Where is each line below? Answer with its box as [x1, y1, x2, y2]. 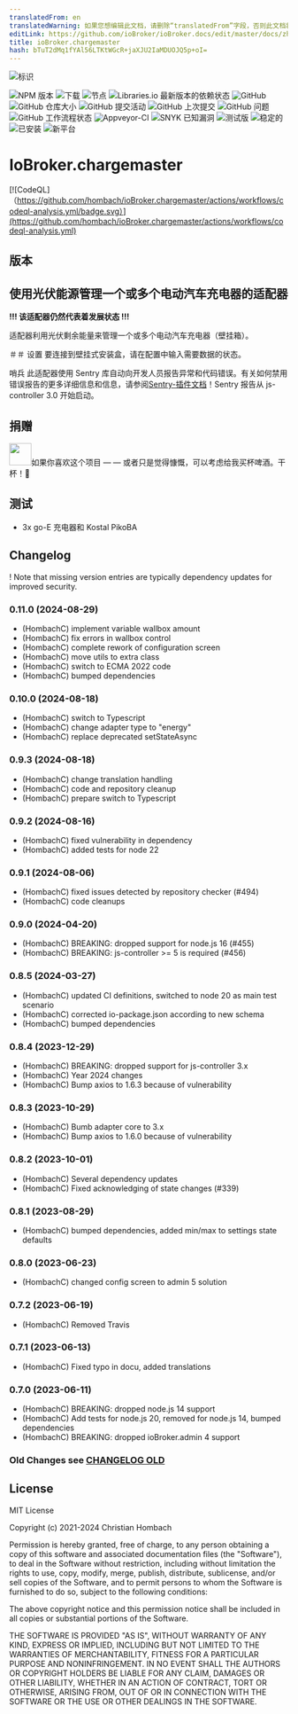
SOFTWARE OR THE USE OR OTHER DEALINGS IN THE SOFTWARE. [9, 1695, 257, 1707]
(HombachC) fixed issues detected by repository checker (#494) [21, 887, 259, 897]
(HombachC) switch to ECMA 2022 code [21, 661, 172, 671]
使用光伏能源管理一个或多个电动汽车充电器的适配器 [9, 286, 288, 301]
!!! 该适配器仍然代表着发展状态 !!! [9, 311, 130, 322]
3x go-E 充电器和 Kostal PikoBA [21, 521, 138, 532]
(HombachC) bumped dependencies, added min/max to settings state [21, 1225, 278, 1235]
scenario [21, 999, 55, 1010]
